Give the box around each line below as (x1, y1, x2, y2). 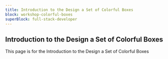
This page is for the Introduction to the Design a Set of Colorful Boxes (5, 48, 149, 54)
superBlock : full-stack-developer (5, 16, 78, 21)
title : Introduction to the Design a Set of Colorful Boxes (5, 7, 134, 12)
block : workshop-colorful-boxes (5, 12, 73, 17)
